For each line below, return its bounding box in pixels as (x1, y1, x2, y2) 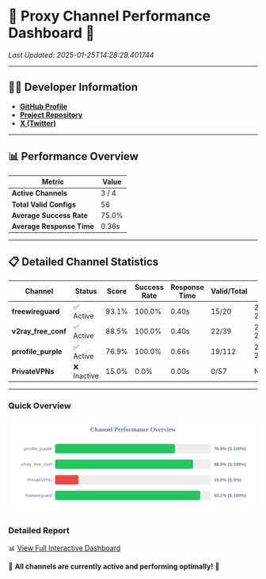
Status (74, 287, 97, 296)
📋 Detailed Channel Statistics (8, 255, 159, 269)
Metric (41, 177, 65, 187)
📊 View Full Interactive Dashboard (8, 543, 121, 553)
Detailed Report (8, 524, 70, 535)
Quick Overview (8, 400, 71, 411)
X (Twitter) (19, 118, 57, 128)
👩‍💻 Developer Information (8, 81, 139, 94)
